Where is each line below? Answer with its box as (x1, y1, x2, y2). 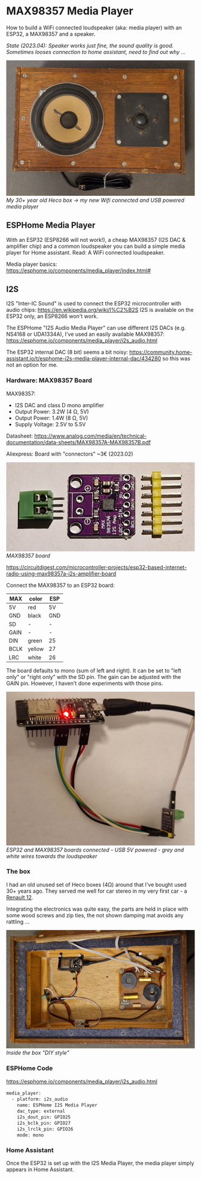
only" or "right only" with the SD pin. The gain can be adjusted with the (6, 674, 181, 681)
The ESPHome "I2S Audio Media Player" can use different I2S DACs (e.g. (6, 325, 186, 332)
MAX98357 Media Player (6, 4, 133, 18)
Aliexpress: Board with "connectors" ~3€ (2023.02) (6, 450, 133, 457)
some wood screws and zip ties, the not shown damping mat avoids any (6, 911, 184, 919)
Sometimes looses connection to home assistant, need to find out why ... (6, 48, 186, 55)
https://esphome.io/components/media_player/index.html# (6, 266, 151, 274)
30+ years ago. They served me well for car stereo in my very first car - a (6, 887, 187, 895)
